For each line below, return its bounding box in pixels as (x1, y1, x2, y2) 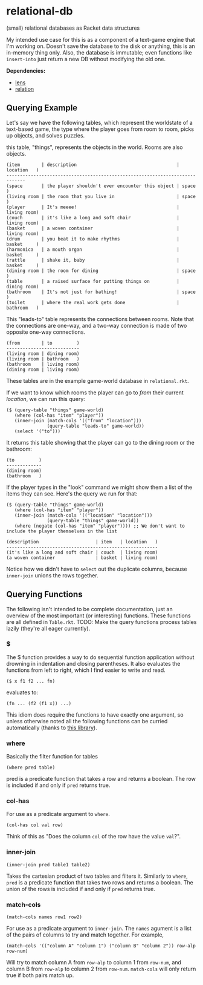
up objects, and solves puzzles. (6, 131, 85, 139)
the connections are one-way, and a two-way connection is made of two (6, 322, 187, 329)
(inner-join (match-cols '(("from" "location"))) (14, 417, 142, 423)
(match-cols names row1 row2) (6, 914, 83, 920)
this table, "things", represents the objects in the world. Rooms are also (6, 144, 183, 151)
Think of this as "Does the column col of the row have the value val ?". (6, 833, 181, 840)
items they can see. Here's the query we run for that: (6, 489, 138, 497)
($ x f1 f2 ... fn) (6, 678, 56, 684)
